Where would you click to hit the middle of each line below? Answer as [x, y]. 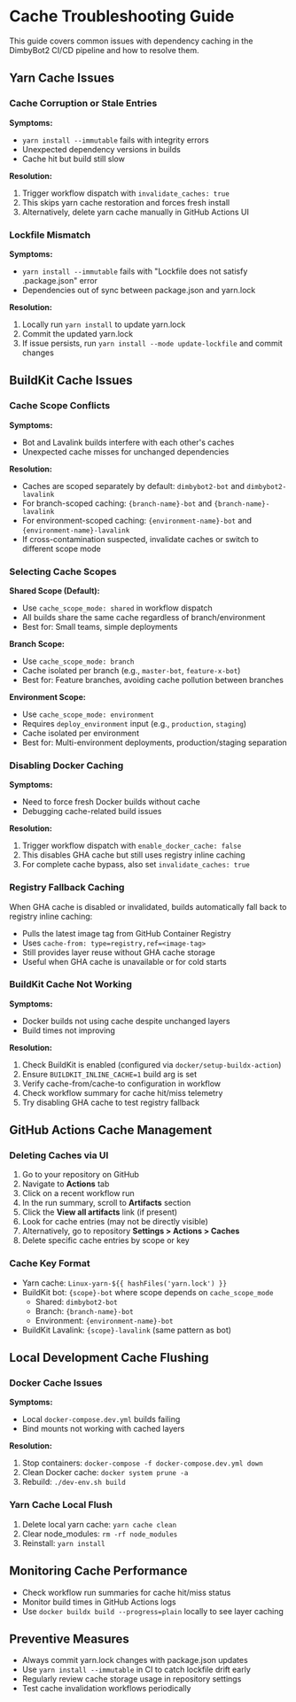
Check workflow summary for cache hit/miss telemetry [122, 1092]
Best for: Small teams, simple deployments [100, 626]
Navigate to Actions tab [66, 1184]
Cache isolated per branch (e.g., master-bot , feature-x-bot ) [131, 670]
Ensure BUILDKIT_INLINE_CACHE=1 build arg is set [109, 1074]
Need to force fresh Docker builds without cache [111, 802]
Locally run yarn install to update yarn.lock [104, 324]
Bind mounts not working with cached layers [103, 1429]
